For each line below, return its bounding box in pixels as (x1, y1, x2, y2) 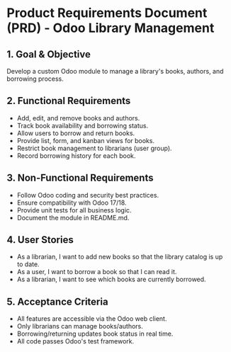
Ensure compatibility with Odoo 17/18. (16, 198, 127, 207)
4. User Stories (6, 234, 74, 246)
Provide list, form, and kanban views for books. (16, 136, 155, 144)
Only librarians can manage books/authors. (16, 322, 143, 331)
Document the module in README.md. (16, 213, 130, 222)
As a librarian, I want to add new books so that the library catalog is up (16, 253, 223, 261)
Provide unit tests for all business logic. (16, 205, 132, 214)
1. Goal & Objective (6, 48, 91, 60)
